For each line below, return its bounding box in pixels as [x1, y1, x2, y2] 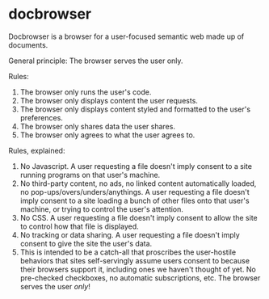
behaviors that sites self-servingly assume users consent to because [19, 255, 250, 265]
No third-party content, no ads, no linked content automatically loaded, [19, 179, 257, 188]
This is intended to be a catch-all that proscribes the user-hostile [19, 247, 237, 257]
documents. [8, 40, 48, 49]
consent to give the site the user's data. [19, 238, 153, 248]
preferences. [19, 112, 63, 122]
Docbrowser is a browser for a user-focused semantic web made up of [8, 32, 245, 41]
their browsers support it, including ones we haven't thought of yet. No [19, 264, 256, 274]
